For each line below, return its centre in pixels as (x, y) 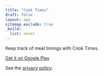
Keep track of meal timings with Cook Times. (52, 48)
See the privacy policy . (29, 68)
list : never (23, 34)
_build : (13, 29)
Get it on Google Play (27, 58)
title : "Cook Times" (27, 10)
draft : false (19, 15)
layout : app (18, 19)
